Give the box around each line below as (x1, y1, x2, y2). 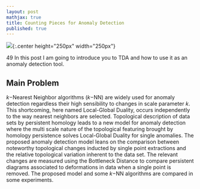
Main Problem (6, 78, 59, 88)
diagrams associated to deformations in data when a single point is (6, 164, 172, 171)
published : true (6, 25, 47, 32)
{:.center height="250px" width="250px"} (12, 42, 116, 50)
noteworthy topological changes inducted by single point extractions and (6, 145, 187, 152)
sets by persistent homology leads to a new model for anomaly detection (6, 119, 186, 126)
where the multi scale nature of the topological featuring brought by (6, 126, 174, 133)
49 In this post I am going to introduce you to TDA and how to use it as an (6, 54, 187, 62)
